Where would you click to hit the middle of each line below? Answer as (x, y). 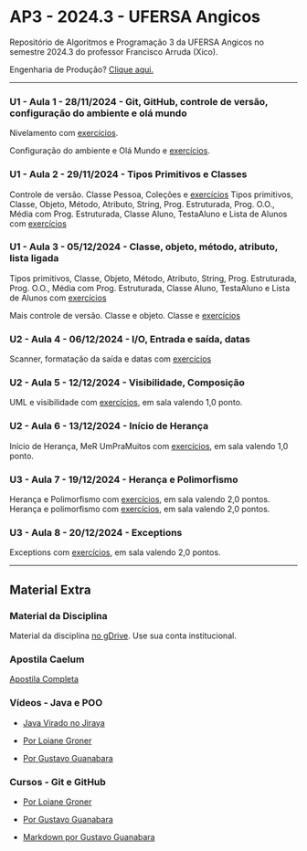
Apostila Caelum (47, 659)
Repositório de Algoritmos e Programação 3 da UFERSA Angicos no (137, 42)
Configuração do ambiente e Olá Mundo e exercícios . (110, 151)
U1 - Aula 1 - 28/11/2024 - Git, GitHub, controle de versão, (139, 101)
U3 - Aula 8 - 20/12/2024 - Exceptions (96, 532)
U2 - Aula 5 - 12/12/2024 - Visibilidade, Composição (127, 383)
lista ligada (34, 258)
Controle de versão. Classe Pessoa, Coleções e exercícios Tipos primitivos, (152, 194)
